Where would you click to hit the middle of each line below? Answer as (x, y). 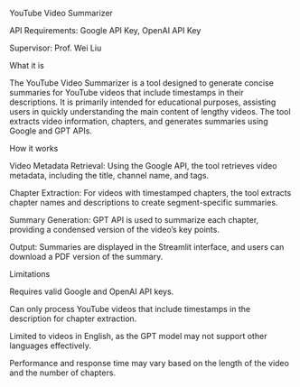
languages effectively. (51, 346)
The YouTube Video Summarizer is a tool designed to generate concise (141, 83)
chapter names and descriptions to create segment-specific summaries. (144, 203)
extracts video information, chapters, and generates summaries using (139, 121)
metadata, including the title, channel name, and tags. (109, 175)
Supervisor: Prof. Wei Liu (56, 48)
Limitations (30, 274)
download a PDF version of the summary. (86, 257)
